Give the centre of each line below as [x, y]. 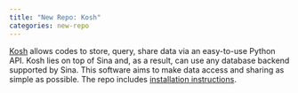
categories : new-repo [49, 26]
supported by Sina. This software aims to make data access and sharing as [147, 70]
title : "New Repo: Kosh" [55, 17]
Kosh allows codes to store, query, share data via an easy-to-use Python [142, 50]
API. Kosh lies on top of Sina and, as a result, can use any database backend [149, 60]
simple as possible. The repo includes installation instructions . [123, 79]
